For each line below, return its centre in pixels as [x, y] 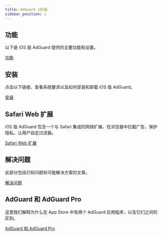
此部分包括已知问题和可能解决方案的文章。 [47, 172]
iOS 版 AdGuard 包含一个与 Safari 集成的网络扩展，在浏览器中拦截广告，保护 [81, 126]
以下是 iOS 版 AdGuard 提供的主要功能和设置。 [52, 47]
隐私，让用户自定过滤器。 [30, 133]
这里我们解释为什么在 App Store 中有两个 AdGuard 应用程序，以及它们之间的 [81, 212]
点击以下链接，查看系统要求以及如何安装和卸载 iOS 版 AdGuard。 [70, 87]
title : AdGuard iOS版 [26, 9]
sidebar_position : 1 [26, 14]
